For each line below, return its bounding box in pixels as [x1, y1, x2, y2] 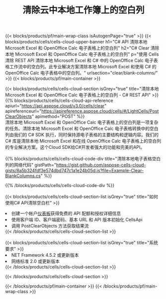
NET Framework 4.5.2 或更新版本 [11, 252, 79, 258]
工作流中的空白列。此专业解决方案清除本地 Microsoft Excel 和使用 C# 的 [9, 64, 157, 70]
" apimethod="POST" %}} [31, 113, 85, 119]
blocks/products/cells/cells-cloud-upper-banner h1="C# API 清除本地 [5, 39, 148, 45]
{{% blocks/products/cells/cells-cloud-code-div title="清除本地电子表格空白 [5, 156, 161, 162]
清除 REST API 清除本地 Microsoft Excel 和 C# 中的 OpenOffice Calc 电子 [5, 58, 154, 64]
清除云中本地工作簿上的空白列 [22, 4, 145, 16]
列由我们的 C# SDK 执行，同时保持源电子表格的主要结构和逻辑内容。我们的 [5, 132, 159, 138]
